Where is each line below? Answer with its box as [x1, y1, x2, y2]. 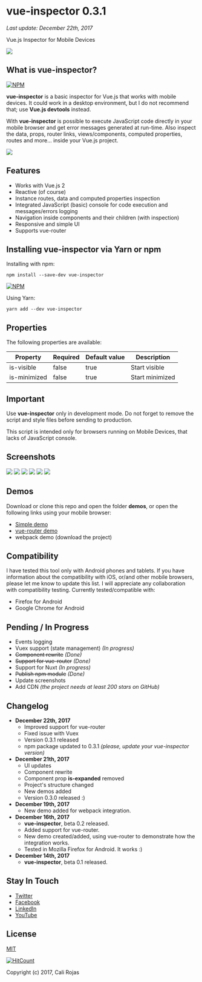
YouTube [15, 911, 37, 918]
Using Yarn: [6, 294, 36, 302]
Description [135, 353, 171, 362]
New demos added [24, 788, 71, 795]
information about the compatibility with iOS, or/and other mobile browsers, [6, 574, 194, 581]
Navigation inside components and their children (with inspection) [15, 214, 180, 221]
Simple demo [15, 520, 48, 528]
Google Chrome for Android [15, 605, 85, 612]
